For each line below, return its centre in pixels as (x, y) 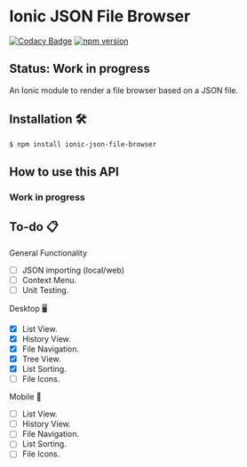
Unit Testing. (45, 289)
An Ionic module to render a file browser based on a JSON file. (123, 90)
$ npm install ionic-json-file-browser (83, 144)
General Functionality (48, 253)
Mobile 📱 (25, 397)
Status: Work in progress (80, 69)
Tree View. (41, 359)
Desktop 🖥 (28, 308)
